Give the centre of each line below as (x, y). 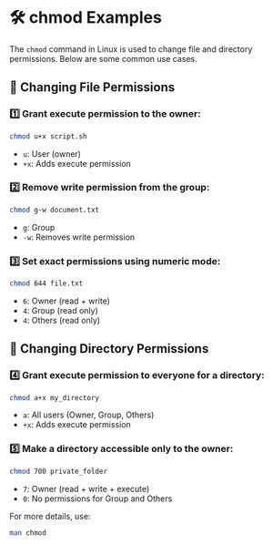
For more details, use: (50, 516)
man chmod (28, 533)
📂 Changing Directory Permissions (109, 349)
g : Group (39, 227)
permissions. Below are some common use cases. (103, 58)
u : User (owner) (52, 154)
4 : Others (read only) (61, 320)
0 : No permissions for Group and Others (97, 499)
